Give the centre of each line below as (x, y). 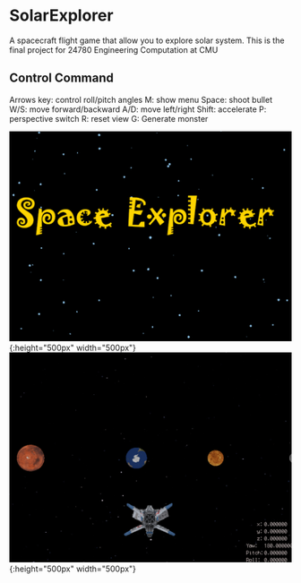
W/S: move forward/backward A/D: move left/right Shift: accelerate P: (138, 109)
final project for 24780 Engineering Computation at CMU (114, 49)
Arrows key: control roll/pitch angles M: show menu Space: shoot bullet (141, 99)
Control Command (62, 78)
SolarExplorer (61, 16)
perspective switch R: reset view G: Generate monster (109, 118)
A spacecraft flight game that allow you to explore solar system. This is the (147, 40)
